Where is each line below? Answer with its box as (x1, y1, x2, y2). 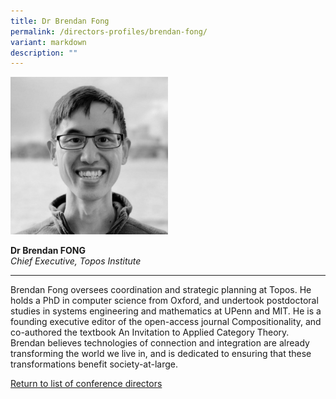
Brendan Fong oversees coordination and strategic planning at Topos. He (10, 284, 312, 296)
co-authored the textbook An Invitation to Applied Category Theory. (10, 326, 290, 339)
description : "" (10, 48, 78, 58)
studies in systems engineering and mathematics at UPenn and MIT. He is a (10, 305, 322, 317)
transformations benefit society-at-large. (10, 358, 178, 370)
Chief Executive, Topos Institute (10, 255, 142, 267)
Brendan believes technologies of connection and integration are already (10, 337, 310, 349)
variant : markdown (10, 37, 87, 47)
